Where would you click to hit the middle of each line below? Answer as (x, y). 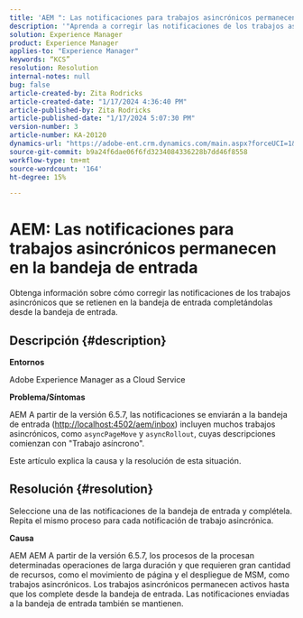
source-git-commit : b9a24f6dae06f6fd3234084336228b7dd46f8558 (129, 152)
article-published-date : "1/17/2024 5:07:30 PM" (102, 118)
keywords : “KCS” (40, 60)
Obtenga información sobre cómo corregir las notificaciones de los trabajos (150, 293)
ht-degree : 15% (38, 177)
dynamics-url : (36, 143)
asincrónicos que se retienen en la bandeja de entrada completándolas (141, 302)
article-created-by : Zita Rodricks (76, 93)
